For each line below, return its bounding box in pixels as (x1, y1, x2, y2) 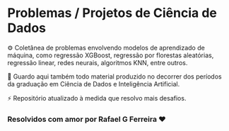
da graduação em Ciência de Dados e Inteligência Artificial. (7, 79, 180, 88)
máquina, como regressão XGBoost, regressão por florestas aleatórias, (7, 51, 214, 59)
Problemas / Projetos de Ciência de (7, 5, 217, 21)
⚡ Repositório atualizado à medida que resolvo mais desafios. (7, 93, 187, 102)
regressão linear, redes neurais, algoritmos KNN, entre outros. (7, 58, 188, 67)
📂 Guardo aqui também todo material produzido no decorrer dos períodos (7, 72, 222, 81)
